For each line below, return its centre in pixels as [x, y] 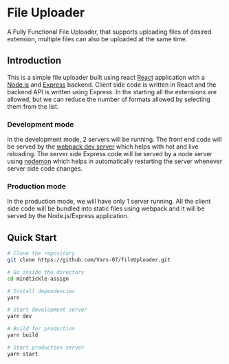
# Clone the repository [41, 254]
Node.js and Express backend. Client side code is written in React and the [112, 85]
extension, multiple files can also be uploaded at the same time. [97, 39]
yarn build [23, 335]
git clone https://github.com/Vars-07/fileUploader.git [89, 260]
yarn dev [20, 317]
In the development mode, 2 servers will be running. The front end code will [115, 140]
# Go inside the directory [46, 272]
